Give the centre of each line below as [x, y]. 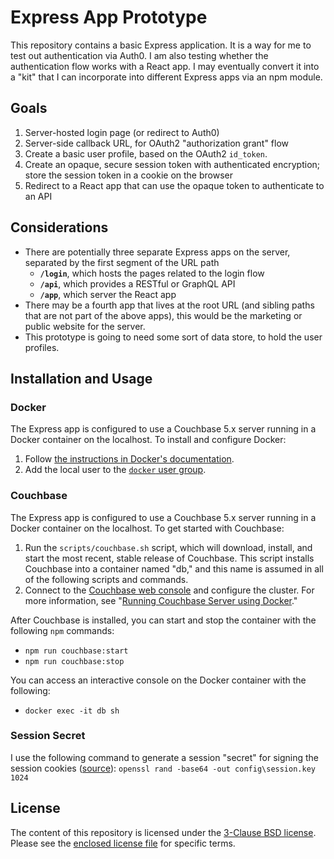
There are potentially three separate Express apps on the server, [157, 252]
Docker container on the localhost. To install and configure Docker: [148, 440]
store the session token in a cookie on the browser [128, 175]
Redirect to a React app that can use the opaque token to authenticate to [174, 185]
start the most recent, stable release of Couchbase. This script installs [169, 558]
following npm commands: [62, 630]
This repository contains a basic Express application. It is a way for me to [161, 45]
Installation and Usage [81, 378]
